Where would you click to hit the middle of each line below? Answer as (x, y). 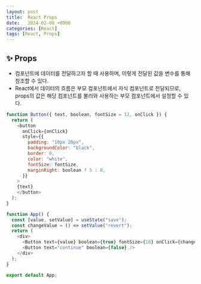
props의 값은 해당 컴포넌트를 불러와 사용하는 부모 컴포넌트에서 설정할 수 (98, 96)
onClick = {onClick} (45, 131)
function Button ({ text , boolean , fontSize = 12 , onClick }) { (87, 114)
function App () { (28, 214)
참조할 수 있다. (32, 81)
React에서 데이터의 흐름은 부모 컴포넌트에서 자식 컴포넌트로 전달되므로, (98, 88)
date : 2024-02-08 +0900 (38, 23)
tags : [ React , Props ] (33, 34)
